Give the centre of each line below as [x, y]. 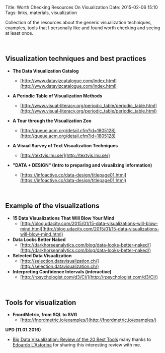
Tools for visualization [41, 303]
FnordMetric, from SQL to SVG [45, 315]
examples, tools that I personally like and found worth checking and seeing [83, 28]
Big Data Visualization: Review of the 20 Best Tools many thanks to [82, 339]
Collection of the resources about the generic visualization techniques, [78, 22]
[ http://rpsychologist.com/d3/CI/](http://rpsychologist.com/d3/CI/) [89, 277]
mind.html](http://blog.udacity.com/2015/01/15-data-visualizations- [90, 228]
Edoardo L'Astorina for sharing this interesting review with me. [77, 345]
